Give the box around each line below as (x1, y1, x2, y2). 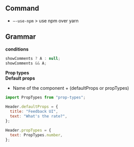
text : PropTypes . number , (10, 132, 63, 137)
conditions (5, 46, 29, 52)
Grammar (5, 33, 36, 41)
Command (5, 4, 39, 13)
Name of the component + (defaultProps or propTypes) (12, 85, 129, 91)
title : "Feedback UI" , (10, 109, 58, 114)
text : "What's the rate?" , (10, 114, 68, 119)
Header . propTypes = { (5, 128, 52, 133)
